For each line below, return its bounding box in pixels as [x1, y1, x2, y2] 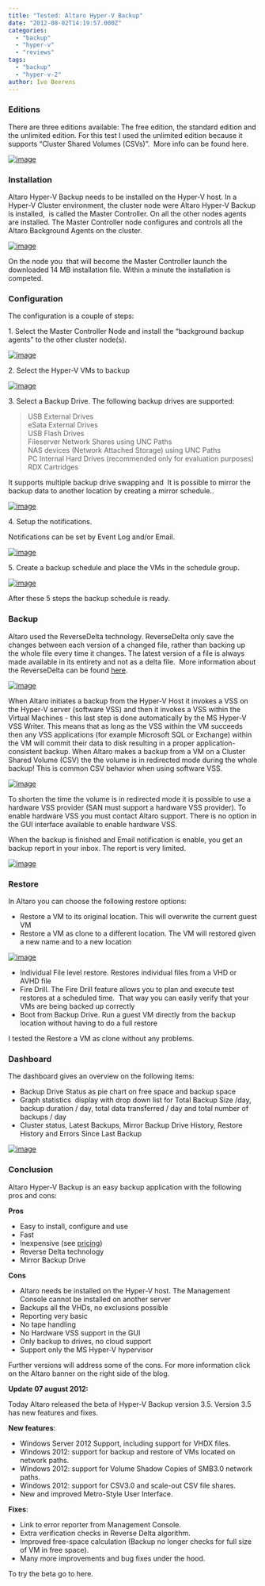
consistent [8, 746, 43, 756]
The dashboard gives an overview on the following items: [8, 1071, 195, 1081]
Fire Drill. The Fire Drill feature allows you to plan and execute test [19, 984, 235, 994]
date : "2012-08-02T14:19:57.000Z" [8, 19, 123, 27]
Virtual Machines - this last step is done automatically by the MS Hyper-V [8, 713, 247, 722]
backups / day [19, 1112, 67, 1122]
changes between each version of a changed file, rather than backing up [8, 640, 246, 649]
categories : [8, 26, 47, 34]
